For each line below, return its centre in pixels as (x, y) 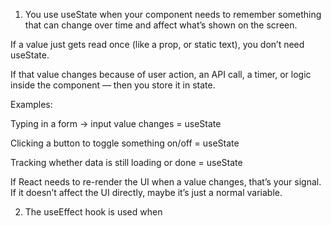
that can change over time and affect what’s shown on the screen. (161, 25)
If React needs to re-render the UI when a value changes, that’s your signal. (166, 182)
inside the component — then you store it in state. (113, 85)
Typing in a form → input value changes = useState (116, 123)
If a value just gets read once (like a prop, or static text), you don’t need (157, 44)
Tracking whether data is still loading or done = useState (126, 162)
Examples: (31, 104)
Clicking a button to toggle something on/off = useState (125, 143)
